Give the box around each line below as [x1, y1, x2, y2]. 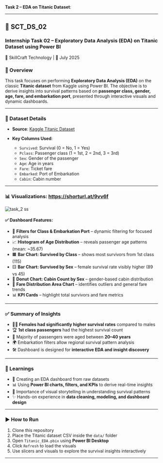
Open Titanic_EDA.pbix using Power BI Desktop [12, 438, 109, 444]
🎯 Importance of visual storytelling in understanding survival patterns [12, 389, 150, 395]
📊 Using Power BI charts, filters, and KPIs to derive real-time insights [12, 382, 153, 388]
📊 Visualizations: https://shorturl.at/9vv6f [5, 193, 109, 200]
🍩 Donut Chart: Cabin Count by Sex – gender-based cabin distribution [12, 276, 154, 282]
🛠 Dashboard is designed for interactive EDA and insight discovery [12, 347, 149, 352]
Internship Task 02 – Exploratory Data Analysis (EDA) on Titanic [5, 37, 158, 44]
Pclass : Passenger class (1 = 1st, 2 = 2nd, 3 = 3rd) [19, 150, 120, 156]
